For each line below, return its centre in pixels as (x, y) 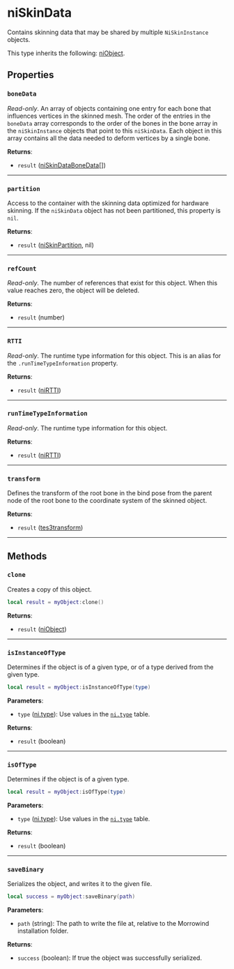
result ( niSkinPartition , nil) (55, 245)
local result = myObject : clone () (56, 602)
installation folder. (43, 931)
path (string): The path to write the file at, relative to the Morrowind (113, 924)
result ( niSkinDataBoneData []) (62, 165)
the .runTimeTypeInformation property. (63, 363)
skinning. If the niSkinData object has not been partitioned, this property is (114, 210)
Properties (31, 75)
